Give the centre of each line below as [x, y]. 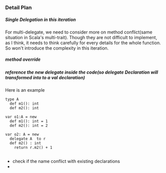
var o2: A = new [22, 134]
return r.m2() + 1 [33, 148]
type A [12, 99]
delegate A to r [28, 139]
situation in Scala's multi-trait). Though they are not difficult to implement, [81, 37]
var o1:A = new [21, 117]
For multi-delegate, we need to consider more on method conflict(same [79, 32]
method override [23, 60]
